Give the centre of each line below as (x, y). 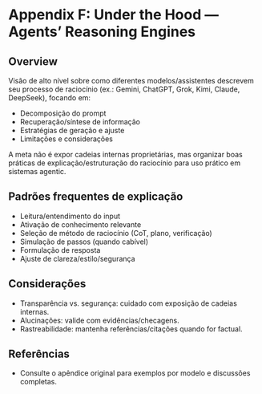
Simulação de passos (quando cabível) (84, 242)
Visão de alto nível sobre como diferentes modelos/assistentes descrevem (131, 81)
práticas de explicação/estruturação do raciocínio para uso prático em (125, 163)
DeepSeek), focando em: (49, 97)
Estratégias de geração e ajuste (72, 130)
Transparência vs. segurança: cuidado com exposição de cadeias (129, 303)
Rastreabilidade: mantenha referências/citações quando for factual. (131, 329)
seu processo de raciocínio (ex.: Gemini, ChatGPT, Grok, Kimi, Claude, (124, 89)
